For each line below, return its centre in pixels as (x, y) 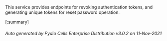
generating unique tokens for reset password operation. (63, 12)
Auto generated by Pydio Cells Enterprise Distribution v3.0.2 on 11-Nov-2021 (83, 33)
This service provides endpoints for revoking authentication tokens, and (79, 7)
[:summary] (17, 22)
